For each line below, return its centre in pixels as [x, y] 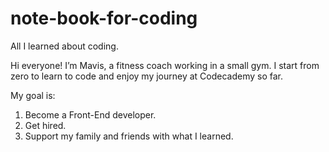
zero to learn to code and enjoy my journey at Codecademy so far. [147, 76]
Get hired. [45, 125]
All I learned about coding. [64, 46]
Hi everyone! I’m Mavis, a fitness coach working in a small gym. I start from [165, 65]
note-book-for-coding [104, 18]
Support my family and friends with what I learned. [129, 136]
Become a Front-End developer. [90, 114]
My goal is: [33, 95]
